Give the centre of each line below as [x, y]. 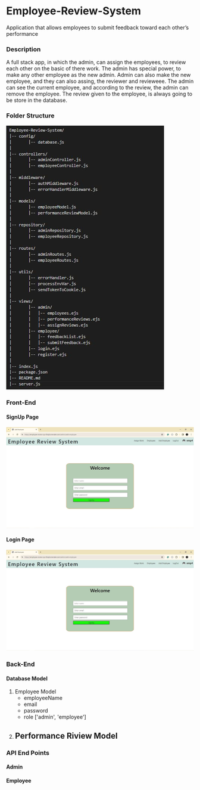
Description [24, 49]
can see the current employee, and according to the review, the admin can [97, 88]
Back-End [21, 664]
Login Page [20, 540]
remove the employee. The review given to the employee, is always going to [99, 94]
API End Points [28, 752]
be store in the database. [37, 100]
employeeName [43, 698]
